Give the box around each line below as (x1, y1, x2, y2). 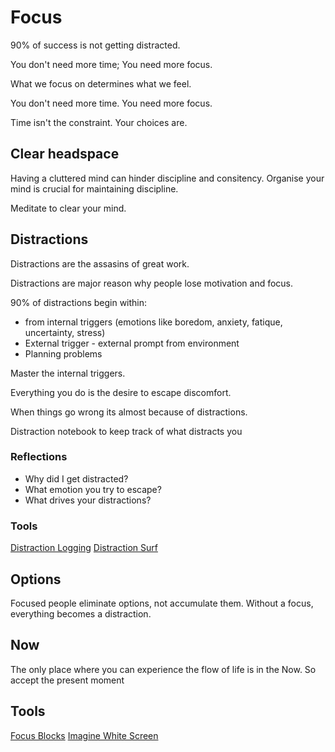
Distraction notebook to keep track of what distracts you (10, 425, 243, 437)
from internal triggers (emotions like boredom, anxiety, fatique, (24, 316, 283, 328)
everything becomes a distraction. (10, 607, 152, 620)
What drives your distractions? (24, 494, 152, 506)
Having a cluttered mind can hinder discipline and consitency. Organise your (10, 172, 325, 184)
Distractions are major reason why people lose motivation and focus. (10, 277, 294, 289)
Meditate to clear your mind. (10, 202, 127, 214)
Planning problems (24, 347, 103, 360)
